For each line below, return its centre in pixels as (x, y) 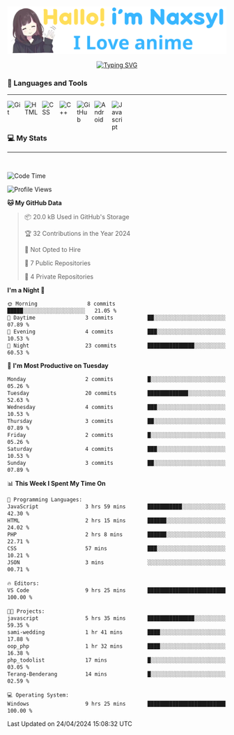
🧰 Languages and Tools (47, 83)
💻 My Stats (27, 138)
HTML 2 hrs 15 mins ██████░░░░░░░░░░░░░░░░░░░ (117, 521)
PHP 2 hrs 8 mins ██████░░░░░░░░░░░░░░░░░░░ (117, 535)
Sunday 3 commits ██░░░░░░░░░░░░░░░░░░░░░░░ (117, 463)
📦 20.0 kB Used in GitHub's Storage (77, 217)
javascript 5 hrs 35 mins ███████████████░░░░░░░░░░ (117, 618)
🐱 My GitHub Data (35, 203)
